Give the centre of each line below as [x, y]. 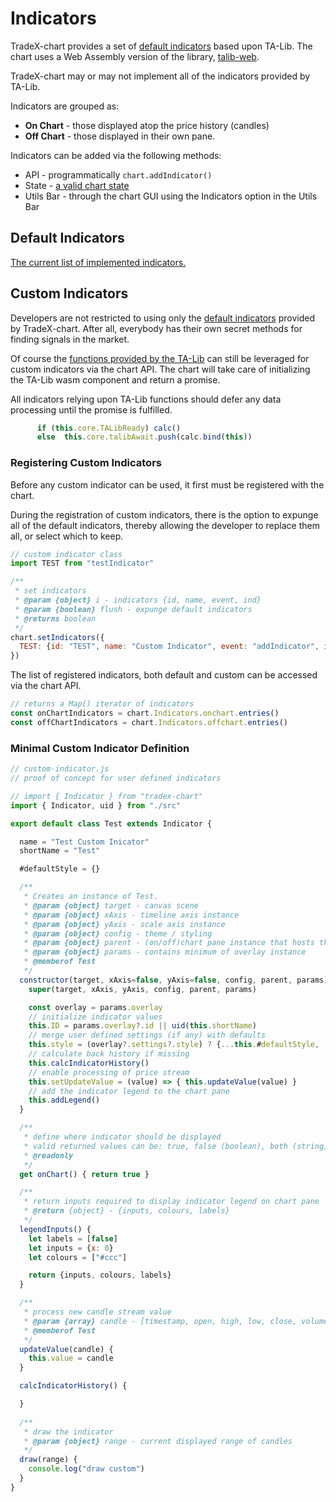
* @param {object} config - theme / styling [118, 933]
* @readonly [48, 1155]
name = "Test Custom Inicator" [84, 842]
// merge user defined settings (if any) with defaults [147, 1035]
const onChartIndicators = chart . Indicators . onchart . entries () [145, 713]
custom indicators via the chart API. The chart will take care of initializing [160, 369]
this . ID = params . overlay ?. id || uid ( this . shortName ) [142, 1026]
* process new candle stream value [97, 1312]
